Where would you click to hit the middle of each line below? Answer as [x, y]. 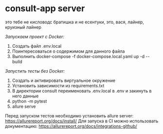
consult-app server [45, 9]
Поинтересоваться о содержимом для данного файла [68, 51]
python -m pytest [29, 101]
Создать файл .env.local [37, 46]
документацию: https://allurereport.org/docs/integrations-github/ [71, 126]
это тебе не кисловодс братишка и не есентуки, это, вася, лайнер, [75, 22]
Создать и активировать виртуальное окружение [64, 80]
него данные [25, 96]
